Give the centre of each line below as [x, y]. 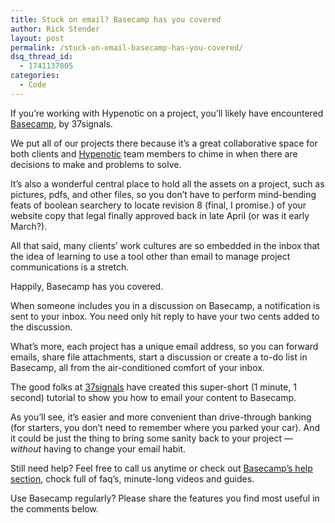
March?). [29, 226]
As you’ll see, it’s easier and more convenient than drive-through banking [161, 417]
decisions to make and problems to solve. [96, 164]
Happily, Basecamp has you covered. [87, 286]
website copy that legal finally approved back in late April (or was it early [160, 215]
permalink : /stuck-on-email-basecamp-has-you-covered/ [127, 47]
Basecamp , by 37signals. [61, 123]
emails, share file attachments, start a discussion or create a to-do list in [159, 357]
